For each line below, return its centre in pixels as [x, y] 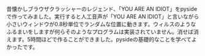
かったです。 [22, 47]
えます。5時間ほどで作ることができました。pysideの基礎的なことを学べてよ [102, 39]
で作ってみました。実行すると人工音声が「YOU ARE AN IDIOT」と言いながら [103, 16]
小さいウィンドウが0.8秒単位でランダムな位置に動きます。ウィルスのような [101, 24]
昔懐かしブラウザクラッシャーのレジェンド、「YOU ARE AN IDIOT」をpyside [102, 9]
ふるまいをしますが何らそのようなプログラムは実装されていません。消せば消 [102, 32]
